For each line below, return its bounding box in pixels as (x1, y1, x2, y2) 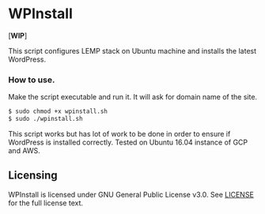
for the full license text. (8, 198, 84, 208)
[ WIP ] (8, 31, 28, 40)
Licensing (8, 169, 58, 182)
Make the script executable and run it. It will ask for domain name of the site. (8, 92, 258, 102)
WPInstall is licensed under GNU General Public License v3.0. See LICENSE (8, 190, 255, 199)
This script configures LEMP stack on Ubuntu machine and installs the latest (8, 46, 257, 55)
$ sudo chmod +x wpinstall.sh (8, 107, 108, 115)
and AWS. (8, 145, 41, 155)
